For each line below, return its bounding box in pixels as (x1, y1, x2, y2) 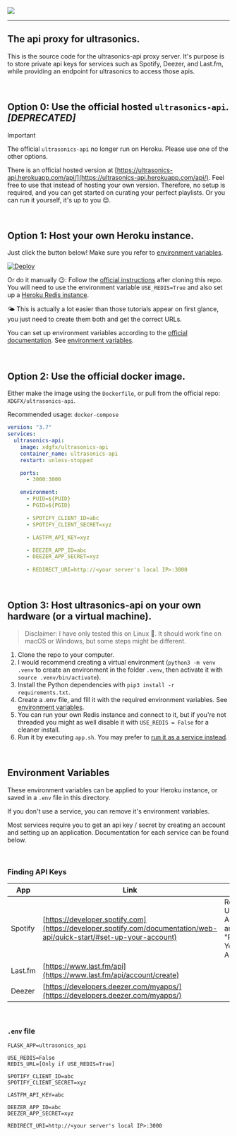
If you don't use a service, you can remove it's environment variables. (7, 806, 210, 815)
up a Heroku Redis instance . (7, 291, 90, 299)
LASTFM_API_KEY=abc (7, 1092, 65, 1099)
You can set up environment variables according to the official (7, 329, 188, 337)
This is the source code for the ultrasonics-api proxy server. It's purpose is (7, 52, 224, 60)
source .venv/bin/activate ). (17, 672, 101, 681)
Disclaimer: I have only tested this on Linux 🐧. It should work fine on (24, 629, 222, 638)
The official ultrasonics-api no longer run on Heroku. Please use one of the (7, 145, 229, 153)
